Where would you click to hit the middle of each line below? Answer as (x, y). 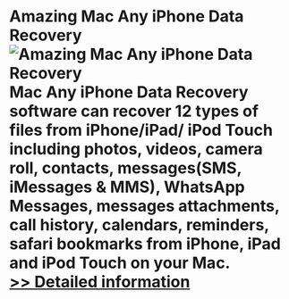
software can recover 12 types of (134, 111)
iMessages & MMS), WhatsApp (127, 187)
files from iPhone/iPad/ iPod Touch (141, 130)
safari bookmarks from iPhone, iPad (145, 244)
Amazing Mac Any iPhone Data (127, 17)
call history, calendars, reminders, (140, 225)
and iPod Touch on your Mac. (120, 263)
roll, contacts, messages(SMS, (125, 168)
